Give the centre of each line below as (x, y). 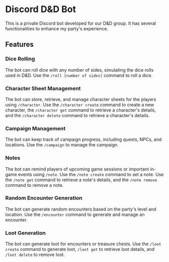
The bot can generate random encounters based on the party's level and (81, 209)
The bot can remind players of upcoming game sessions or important (77, 169)
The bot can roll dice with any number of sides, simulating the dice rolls (79, 70)
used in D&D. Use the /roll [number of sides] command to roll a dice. (79, 75)
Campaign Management (35, 128)
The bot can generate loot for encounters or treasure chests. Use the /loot (83, 244)
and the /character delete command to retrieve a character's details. (77, 115)
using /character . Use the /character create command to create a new (80, 104)
